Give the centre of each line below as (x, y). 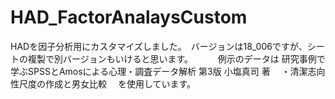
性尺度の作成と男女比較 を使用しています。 (101, 83)
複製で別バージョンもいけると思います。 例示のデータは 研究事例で (176, 58)
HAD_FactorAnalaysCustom (129, 17)
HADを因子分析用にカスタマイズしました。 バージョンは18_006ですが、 (159, 46)
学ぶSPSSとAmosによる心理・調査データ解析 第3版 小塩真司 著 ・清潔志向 (168, 71)
